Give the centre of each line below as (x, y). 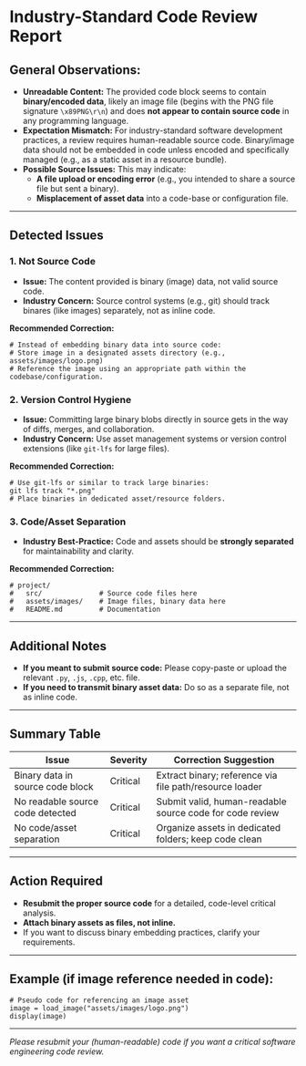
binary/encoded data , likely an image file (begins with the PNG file (148, 101)
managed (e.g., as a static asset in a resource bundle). (125, 160)
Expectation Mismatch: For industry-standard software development (153, 130)
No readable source (56, 802)
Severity (128, 760)
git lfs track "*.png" (52, 491)
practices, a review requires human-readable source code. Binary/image (158, 140)
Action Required (56, 881)
